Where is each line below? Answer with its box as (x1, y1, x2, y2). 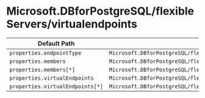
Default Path (37, 39, 75, 47)
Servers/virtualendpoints (6, 17, 137, 31)
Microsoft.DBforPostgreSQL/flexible (6, 4, 195, 18)
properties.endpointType (9, 49, 82, 56)
